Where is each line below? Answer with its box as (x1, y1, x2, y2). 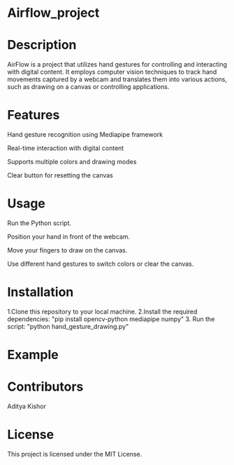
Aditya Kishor (7, 402, 47, 411)
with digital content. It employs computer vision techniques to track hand (7, 68, 217, 76)
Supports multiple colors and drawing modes (7, 158, 137, 166)
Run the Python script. (7, 219, 72, 227)
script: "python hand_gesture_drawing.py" (7, 322, 129, 330)
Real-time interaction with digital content (7, 144, 124, 152)
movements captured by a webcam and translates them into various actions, (7, 75, 228, 83)
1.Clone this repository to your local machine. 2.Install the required (7, 307, 198, 316)
